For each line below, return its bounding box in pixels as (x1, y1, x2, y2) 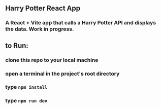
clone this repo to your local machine (5, 56, 99, 63)
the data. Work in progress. (5, 25, 74, 32)
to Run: (5, 41, 29, 50)
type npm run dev (5, 97, 48, 104)
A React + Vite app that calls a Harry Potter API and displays (5, 19, 156, 26)
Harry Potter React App (5, 4, 80, 13)
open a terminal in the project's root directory (5, 70, 120, 77)
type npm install (5, 84, 48, 91)
